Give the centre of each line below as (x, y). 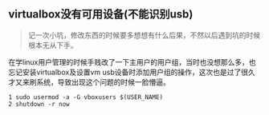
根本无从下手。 (53, 45)
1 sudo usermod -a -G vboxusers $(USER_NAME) (86, 97)
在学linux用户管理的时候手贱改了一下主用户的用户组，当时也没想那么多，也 (132, 61)
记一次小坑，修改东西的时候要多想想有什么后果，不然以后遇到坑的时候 (144, 35)
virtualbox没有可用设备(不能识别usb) (101, 14)
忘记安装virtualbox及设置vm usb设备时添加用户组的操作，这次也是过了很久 (132, 72)
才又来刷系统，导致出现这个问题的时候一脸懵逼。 (89, 81)
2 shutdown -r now (39, 104)
